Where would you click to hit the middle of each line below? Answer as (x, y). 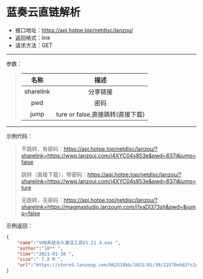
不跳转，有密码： (42, 149)
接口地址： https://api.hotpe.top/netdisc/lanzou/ (74, 30)
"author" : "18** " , (40, 248)
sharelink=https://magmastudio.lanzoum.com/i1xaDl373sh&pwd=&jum (108, 207)
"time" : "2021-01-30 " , (46, 254)
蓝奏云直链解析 (43, 12)
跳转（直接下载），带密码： (54, 174)
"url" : (25, 265)
